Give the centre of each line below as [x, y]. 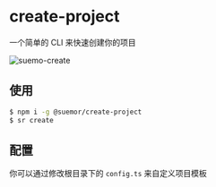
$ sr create [31, 120]
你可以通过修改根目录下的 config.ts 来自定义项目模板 [108, 174]
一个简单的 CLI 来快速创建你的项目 [73, 42]
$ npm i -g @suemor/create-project [76, 112]
